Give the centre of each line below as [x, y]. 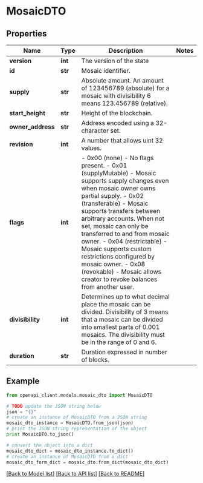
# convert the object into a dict [50, 445]
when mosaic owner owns [118, 188]
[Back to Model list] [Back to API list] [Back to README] [76, 474]
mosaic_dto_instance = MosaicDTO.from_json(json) [70, 423]
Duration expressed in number [124, 352]
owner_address [32, 127]
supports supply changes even [125, 181]
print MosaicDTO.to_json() [40, 434]
